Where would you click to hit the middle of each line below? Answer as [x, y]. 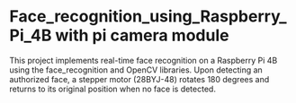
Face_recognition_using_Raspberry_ [148, 17]
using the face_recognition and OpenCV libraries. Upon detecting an [136, 70]
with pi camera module [142, 35]
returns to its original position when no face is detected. [112, 89]
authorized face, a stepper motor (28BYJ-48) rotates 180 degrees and [139, 79]
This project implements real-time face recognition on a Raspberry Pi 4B [144, 60]
